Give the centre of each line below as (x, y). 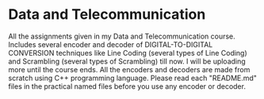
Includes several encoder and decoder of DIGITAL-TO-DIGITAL (111, 44)
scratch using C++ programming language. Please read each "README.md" (133, 78)
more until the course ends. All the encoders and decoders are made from (129, 69)
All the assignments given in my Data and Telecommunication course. (122, 36)
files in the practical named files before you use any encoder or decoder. (127, 86)
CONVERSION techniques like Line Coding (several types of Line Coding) (128, 53)
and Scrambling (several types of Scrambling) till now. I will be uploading (127, 61)
